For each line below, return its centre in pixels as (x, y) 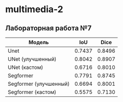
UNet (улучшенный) (32, 59)
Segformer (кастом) (32, 92)
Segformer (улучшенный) (39, 84)
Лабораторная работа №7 (49, 28)
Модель (39, 42)
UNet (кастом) (26, 67)
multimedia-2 (34, 9)
